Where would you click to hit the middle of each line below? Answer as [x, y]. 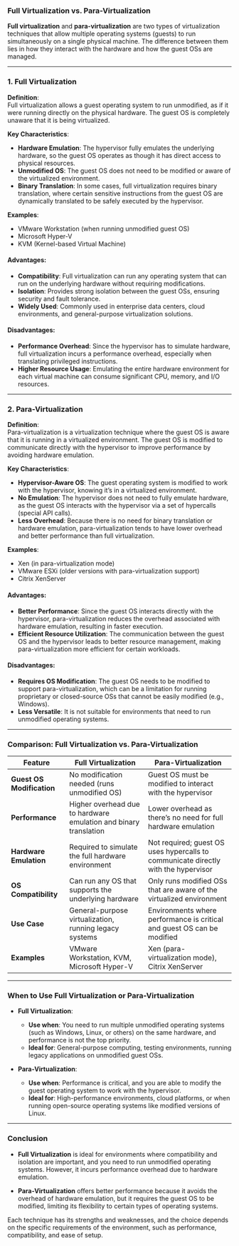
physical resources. [47, 163]
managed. [22, 56]
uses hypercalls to [179, 851]
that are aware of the [183, 890]
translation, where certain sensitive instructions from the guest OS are [120, 193]
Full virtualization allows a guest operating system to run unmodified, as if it [118, 105]
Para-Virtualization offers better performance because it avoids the [117, 1190]
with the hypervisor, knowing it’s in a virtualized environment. [107, 491]
